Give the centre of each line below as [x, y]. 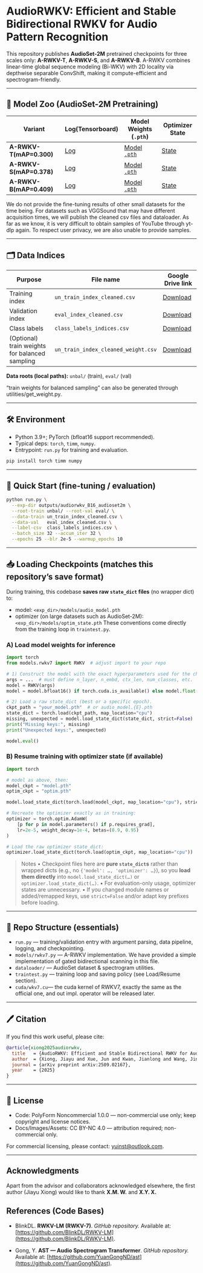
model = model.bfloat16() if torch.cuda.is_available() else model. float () [104, 691]
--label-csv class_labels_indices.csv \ [65, 528]
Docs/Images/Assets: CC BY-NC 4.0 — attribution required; [89, 1128]
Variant [34, 129]
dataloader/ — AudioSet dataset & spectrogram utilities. [85, 968]
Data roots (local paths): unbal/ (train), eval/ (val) [69, 376]
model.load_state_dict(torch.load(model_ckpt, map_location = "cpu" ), [94, 802]
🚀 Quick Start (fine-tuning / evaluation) [81, 485]
